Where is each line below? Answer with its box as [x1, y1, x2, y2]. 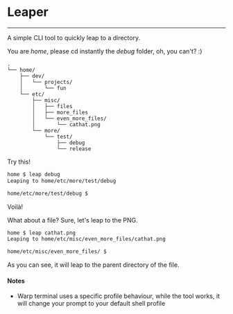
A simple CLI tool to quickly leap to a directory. [7, 33, 141, 42]
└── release [56, 145, 92, 152]
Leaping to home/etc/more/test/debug [7, 177, 116, 184]
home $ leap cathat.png [7, 229, 76, 236]
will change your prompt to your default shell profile [17, 299, 166, 308]
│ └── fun [19, 85, 67, 91]
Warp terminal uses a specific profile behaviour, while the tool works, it [17, 292, 221, 300]
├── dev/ [19, 72, 45, 80]
